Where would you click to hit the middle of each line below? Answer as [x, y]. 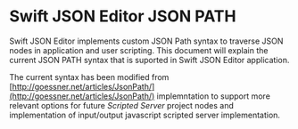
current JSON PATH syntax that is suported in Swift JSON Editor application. [149, 60]
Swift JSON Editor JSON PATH [123, 16]
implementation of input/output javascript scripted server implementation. [145, 115]
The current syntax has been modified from [89, 77]
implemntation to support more [213, 96]
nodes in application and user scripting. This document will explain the [139, 50]
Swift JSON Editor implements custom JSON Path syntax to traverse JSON [146, 41]
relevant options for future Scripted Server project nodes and [122, 105]
